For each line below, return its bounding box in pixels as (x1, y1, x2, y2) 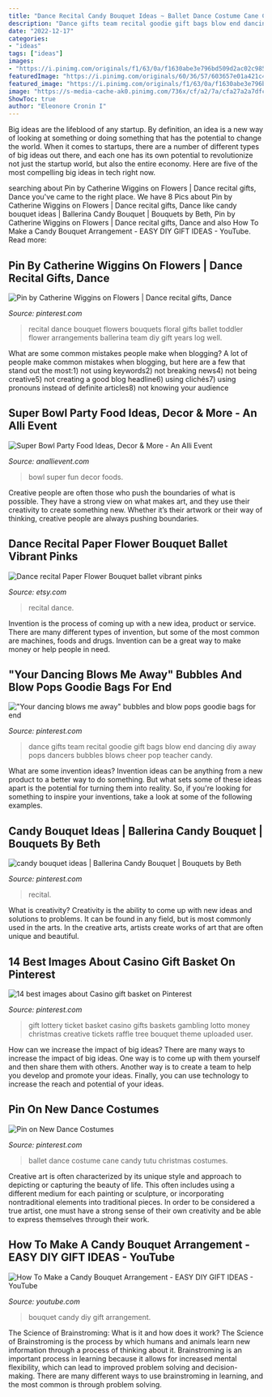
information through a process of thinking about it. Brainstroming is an (8, 1345, 243, 1355)
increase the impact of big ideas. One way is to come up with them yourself (8, 1053, 261, 1063)
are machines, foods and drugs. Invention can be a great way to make (8, 636, 241, 645)
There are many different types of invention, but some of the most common (8, 627, 260, 636)
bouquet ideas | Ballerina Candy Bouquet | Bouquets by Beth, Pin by (8, 209, 236, 219)
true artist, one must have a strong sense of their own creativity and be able (8, 1206, 261, 1215)
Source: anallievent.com (8, 456, 90, 466)
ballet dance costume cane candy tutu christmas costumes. (28, 1155, 228, 1165)
